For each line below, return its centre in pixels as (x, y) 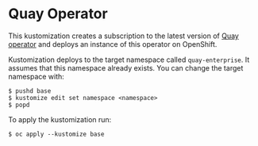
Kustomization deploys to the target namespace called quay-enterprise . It (129, 60)
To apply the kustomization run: (60, 119)
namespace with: (37, 76)
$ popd (19, 105)
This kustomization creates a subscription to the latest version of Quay (124, 36)
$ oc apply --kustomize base (56, 134)
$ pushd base (30, 91)
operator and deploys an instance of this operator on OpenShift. (113, 44)
